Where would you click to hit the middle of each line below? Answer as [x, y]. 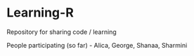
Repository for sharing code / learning [62, 32]
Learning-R [40, 13]
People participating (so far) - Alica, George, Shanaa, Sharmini [97, 45]
